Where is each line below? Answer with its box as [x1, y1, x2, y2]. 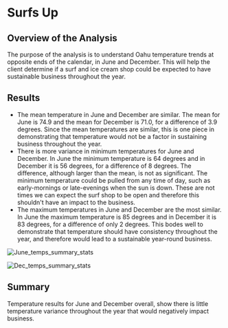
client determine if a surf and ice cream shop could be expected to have [7, 65, 212, 73]
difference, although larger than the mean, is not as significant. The [16, 168, 208, 177]
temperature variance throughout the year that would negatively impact [7, 307, 209, 315]
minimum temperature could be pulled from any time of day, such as [16, 176, 211, 184]
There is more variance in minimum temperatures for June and [16, 146, 194, 155]
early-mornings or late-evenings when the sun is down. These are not [16, 184, 215, 192]
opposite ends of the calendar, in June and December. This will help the [7, 58, 211, 66]
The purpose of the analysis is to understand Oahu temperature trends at [7, 50, 214, 58]
